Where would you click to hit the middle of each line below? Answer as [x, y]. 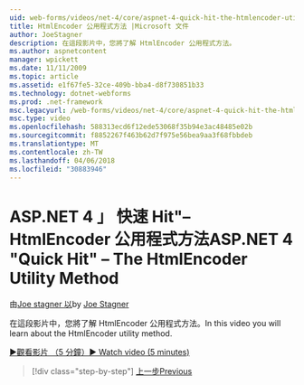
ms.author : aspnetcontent [58, 52]
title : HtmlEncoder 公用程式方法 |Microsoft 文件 [100, 26]
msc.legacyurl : [38, 110]
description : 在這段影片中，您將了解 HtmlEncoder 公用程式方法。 [123, 43]
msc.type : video [40, 118]
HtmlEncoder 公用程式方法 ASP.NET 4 [152, 239]
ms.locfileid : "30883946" [58, 169]
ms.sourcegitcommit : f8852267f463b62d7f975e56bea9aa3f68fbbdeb [131, 136]
